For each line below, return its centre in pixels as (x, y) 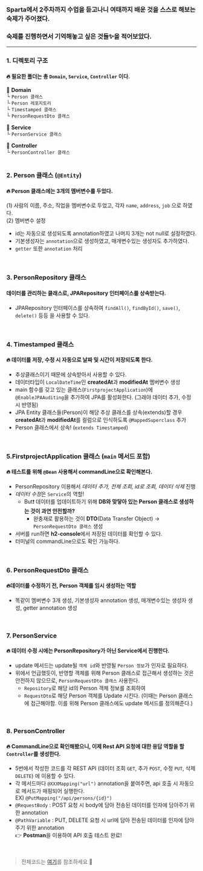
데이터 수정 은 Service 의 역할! (50, 494)
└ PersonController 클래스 (38, 152)
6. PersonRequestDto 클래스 (47, 570)
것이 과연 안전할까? (53, 511)
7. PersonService (32, 636)
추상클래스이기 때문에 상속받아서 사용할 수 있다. (71, 374)
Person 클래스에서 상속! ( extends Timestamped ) (72, 427)
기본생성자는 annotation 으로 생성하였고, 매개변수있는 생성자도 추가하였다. (102, 241)
